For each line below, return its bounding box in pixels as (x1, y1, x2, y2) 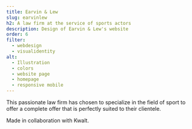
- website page (12, 71, 50, 77)
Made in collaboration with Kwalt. (6, 117, 90, 124)
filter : (6, 37, 26, 43)
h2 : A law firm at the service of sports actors (6, 20, 131, 26)
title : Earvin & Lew (6, 8, 59, 15)
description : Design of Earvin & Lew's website (6, 25, 129, 32)
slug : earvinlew (6, 15, 47, 21)
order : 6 (6, 31, 28, 38)
